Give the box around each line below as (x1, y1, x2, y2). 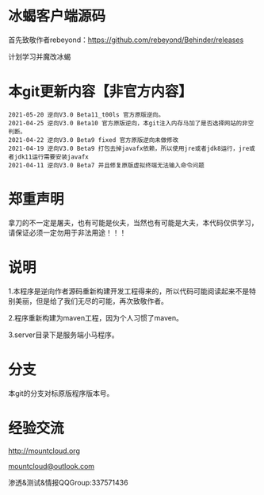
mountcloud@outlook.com (8, 461, 95, 470)
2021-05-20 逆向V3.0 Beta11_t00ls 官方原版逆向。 (8, 110, 165, 119)
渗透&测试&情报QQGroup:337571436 (8, 478, 128, 487)
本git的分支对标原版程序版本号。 (8, 388, 114, 397)
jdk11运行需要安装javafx (13, 152, 89, 161)
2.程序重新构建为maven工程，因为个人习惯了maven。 (8, 313, 184, 322)
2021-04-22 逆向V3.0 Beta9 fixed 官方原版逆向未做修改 (8, 136, 179, 144)
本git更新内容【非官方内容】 (8, 82, 193, 101)
